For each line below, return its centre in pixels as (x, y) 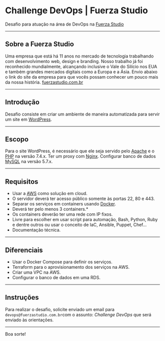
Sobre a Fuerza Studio (40, 44)
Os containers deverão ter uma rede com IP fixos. (62, 214)
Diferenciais (24, 250)
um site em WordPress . (29, 119)
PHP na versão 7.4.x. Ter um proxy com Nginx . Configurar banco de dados (81, 156)
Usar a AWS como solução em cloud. (50, 194)
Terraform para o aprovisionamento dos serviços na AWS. (71, 267)
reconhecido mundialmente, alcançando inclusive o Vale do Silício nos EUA (81, 66)
